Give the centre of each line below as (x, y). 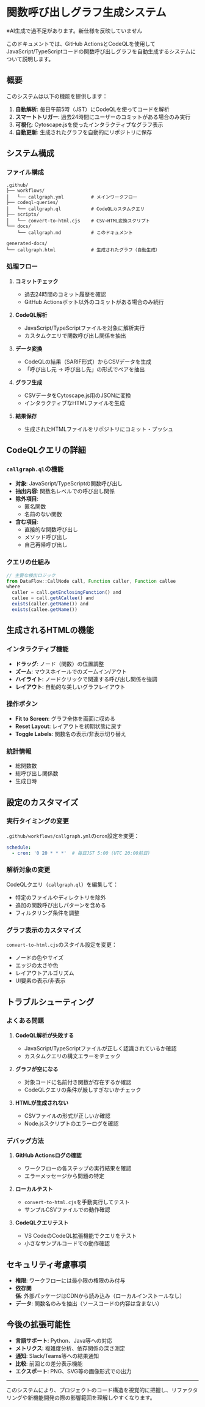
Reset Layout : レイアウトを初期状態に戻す (68, 726)
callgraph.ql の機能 (35, 469)
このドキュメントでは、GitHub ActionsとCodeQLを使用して (81, 44)
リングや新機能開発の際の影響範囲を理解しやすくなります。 (81, 1397)
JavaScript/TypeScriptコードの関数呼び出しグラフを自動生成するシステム (99, 51)
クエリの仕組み (28, 563)
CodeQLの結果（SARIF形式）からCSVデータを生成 (88, 362)
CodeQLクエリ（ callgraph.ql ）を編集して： (63, 884)
